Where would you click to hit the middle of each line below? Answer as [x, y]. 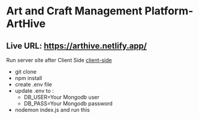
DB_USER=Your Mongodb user [62, 97]
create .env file [33, 84]
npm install [28, 78]
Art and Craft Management [74, 11]
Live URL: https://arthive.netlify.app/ [76, 46]
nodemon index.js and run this [52, 110]
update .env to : [34, 91]
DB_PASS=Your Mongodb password [68, 103]
